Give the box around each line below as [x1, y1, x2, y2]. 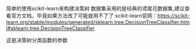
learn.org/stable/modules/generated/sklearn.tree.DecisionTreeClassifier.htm [6, 19, 190, 25]
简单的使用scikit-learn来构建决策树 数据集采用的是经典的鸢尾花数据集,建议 [6, 5, 185, 12]
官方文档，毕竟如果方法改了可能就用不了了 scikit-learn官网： [11, 12, 158, 19]
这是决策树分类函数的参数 [6, 37, 68, 43]
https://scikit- [157, 12, 190, 19]
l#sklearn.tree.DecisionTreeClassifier [6, 25, 95, 32]
